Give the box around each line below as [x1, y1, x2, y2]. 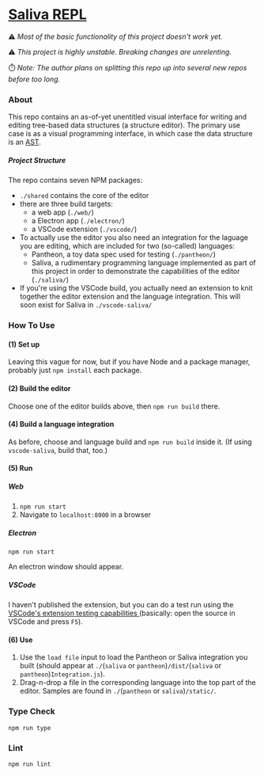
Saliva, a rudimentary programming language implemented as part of [31, 258, 256, 268]
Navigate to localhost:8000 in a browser [19, 510, 152, 519]
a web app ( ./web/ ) [31, 207, 95, 217]
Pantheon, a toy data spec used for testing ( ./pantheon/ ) [31, 249, 216, 259]
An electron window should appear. [8, 562, 124, 572]
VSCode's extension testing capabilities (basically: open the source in [8, 608, 236, 618]
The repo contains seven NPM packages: [8, 176, 143, 185]
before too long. [8, 74, 61, 84]
